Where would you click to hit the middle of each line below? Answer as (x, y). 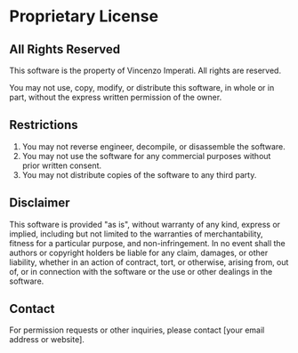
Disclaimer (40, 203)
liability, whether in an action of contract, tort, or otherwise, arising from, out (149, 262)
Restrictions (44, 125)
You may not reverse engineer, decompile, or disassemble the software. (154, 146)
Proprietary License (84, 16)
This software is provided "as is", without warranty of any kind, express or (145, 224)
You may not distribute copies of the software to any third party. (139, 174)
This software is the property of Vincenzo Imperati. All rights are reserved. (145, 70)
